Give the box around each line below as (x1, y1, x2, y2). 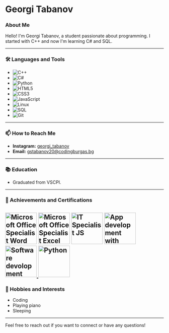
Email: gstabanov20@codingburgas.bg (12, 149, 94, 155)
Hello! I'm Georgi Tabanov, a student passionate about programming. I (5, 33, 151, 39)
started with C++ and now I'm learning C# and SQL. (5, 38, 113, 44)
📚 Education (5, 166, 38, 173)
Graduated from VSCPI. (12, 179, 61, 185)
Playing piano (12, 302, 41, 308)
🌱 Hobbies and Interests (5, 286, 65, 293)
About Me (5, 22, 30, 29)
